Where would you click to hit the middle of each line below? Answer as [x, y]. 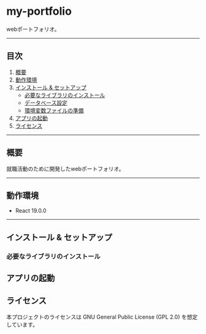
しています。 [22, 324]
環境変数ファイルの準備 [54, 110]
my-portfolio [39, 11]
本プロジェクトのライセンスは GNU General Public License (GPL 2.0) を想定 [102, 317]
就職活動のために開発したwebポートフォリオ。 [65, 169]
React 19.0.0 [31, 211]
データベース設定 [46, 103]
